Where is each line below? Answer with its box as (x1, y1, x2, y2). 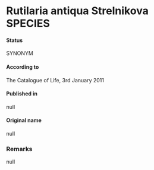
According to (6, 63, 39, 70)
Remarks (6, 145, 33, 153)
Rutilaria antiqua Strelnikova (6, 4, 149, 18)
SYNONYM (6, 50, 34, 57)
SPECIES (6, 17, 51, 30)
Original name (6, 117, 42, 124)
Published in (6, 90, 37, 97)
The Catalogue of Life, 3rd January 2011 (6, 76, 104, 84)
